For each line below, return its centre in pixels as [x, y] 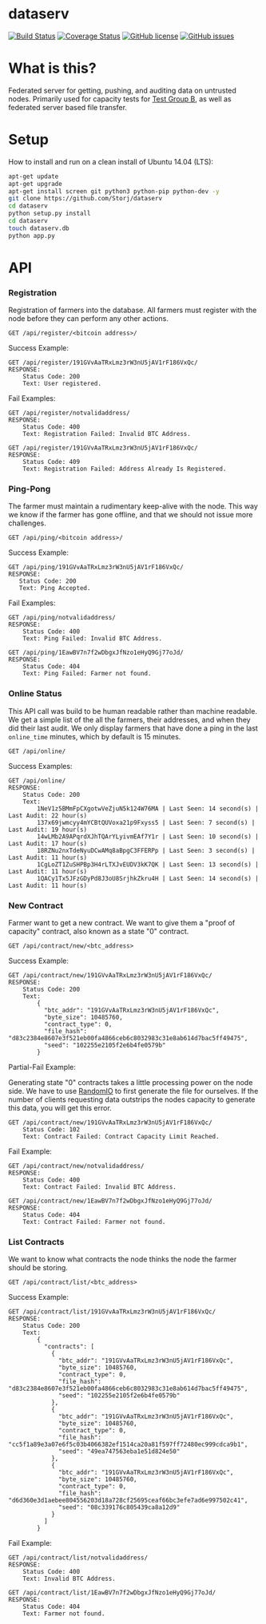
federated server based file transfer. [68, 107]
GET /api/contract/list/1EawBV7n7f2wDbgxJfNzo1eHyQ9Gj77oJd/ [112, 1593]
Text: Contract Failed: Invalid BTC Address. [100, 1187]
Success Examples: [40, 766]
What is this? [53, 68]
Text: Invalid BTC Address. [69, 1579]
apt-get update [34, 176]
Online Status [35, 694]
